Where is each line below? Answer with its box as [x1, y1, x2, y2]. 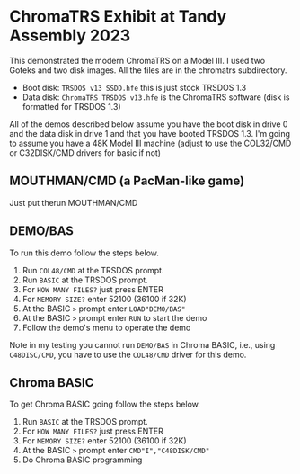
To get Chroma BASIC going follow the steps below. [9, 398, 200, 410]
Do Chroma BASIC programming [22, 454, 143, 465]
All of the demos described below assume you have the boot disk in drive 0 [9, 119, 288, 130]
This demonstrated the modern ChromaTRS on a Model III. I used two [9, 55, 266, 66]
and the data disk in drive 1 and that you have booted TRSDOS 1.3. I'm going [9, 128, 290, 139]
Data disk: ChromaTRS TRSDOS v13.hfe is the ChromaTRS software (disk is [22, 92, 290, 103]
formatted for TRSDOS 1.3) [22, 101, 121, 112]
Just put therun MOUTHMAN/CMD [9, 197, 138, 208]
